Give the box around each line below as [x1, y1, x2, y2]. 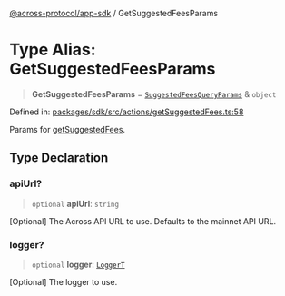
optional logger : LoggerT [31, 259, 125, 270]
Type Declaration [9, 150, 109, 166]
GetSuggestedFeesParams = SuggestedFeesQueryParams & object [31, 88, 277, 99]
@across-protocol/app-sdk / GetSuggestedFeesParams [9, 8, 219, 18]
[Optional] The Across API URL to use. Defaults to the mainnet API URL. [9, 215, 277, 226]
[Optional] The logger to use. [9, 276, 118, 287]
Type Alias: [9, 40, 97, 60]
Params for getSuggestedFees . [9, 123, 125, 134]
